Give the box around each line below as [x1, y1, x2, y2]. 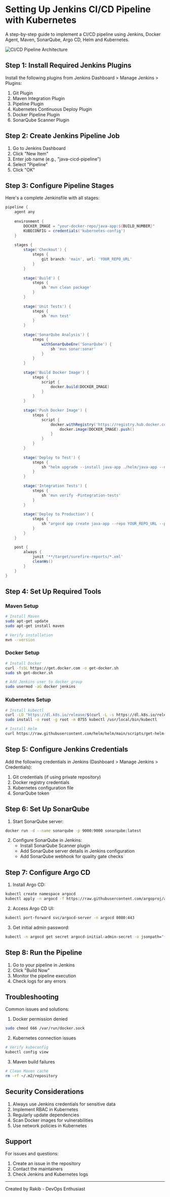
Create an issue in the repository [12, 1160, 81, 1167]
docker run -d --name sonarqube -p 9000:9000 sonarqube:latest [5, 828, 142, 833]
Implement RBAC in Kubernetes [12, 1106, 78, 1112]
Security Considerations [5, 1087, 84, 1096]
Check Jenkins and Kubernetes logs [12, 1171, 89, 1177]
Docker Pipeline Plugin [12, 111, 60, 117]
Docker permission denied [12, 1016, 68, 1022]
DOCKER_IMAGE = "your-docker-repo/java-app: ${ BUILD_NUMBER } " [23, 224, 155, 229]
